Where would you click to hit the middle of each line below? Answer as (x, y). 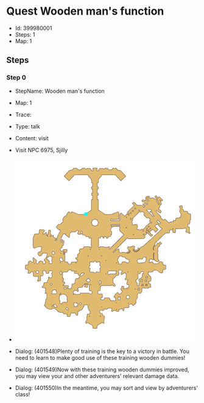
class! (23, 394)
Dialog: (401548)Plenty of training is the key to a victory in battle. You (102, 351)
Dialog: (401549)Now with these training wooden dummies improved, (102, 369)
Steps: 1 (25, 34)
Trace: (23, 115)
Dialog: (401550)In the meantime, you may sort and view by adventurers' (107, 388)
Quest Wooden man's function (85, 11)
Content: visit (32, 138)
